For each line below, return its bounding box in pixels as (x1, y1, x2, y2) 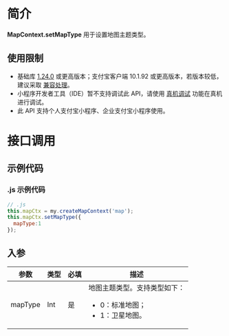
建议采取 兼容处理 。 (17, 81, 74, 89)
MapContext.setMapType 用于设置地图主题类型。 (7, 30, 150, 39)
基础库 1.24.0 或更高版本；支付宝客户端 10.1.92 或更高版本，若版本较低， (17, 72, 223, 80)
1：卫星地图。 (100, 311, 146, 320)
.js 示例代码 (7, 185, 46, 195)
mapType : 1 (13, 220, 41, 227)
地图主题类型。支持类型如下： (88, 283, 186, 293)
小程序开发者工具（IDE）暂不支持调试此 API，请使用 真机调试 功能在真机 (17, 89, 223, 97)
